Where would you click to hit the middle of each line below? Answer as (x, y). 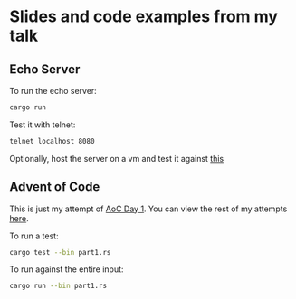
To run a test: (34, 236)
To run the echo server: (53, 91)
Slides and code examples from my (144, 17)
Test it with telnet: (43, 125)
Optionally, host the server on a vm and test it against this (117, 158)
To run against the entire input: (67, 269)
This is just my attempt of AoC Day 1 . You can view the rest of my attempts (148, 209)
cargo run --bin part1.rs (58, 286)
